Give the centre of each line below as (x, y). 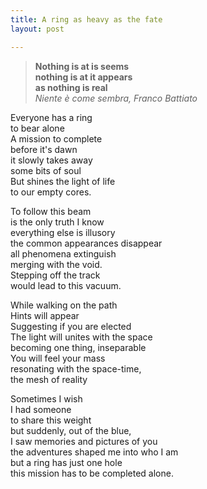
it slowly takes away (51, 160)
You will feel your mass (58, 358)
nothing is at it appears (83, 77)
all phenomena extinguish (63, 253)
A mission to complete (56, 138)
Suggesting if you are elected (71, 326)
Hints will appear (45, 315)
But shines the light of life (63, 181)
